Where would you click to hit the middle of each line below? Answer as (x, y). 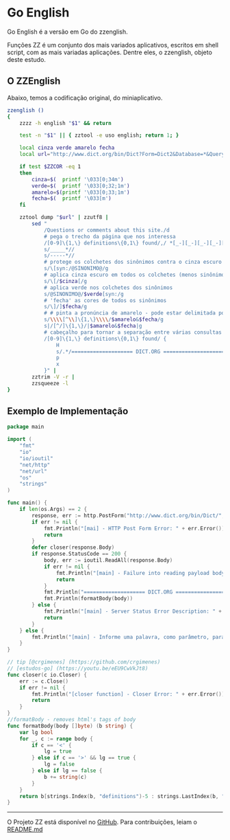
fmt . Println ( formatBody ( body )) (88, 599)
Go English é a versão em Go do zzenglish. (67, 32)
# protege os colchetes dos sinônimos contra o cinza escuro (133, 262)
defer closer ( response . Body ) (73, 547)
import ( (20, 440)
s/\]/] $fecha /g (65, 307)
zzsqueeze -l (50, 383)
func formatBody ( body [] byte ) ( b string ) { (70, 726)
